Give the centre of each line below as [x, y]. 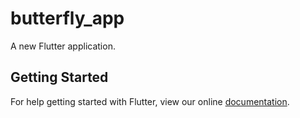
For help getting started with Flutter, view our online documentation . [150, 101]
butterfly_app [67, 18]
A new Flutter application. [63, 46]
